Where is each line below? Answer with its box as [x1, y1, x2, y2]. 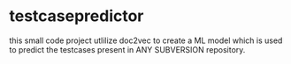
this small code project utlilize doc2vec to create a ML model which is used [9, 35, 283, 46]
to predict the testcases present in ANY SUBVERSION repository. [9, 44, 246, 54]
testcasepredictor [9, 6, 144, 26]
